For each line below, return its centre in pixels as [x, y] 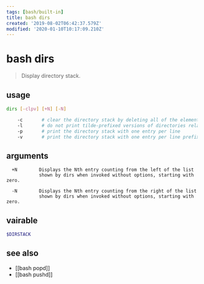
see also [22, 253]
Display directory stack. [51, 76]
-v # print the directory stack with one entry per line [99, 137]
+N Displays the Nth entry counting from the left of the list [103, 170]
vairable [22, 220]
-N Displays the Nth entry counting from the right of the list [104, 191]
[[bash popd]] [32, 268]
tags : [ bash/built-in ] [35, 12]
